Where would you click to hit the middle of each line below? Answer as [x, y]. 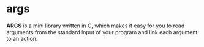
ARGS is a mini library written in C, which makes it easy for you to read [96, 26]
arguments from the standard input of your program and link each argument [102, 32]
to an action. [22, 38]
